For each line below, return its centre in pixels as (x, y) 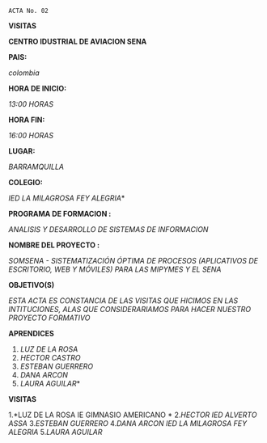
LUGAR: (22, 151)
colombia (24, 73)
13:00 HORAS (31, 104)
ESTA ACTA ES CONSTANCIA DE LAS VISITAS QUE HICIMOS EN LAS (123, 301)
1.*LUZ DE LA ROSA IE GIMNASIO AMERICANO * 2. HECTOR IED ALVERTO (133, 415)
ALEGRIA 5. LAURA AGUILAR (55, 432)
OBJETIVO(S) (32, 285)
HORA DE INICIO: (38, 89)
